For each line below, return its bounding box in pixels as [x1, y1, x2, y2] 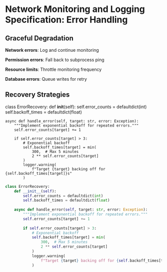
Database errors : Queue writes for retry [5, 76, 87, 82]
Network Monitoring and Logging [5, 3, 145, 15]
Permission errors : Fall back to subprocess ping [5, 57, 104, 63]
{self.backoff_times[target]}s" [5, 171, 72, 176]
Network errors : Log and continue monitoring [5, 47, 99, 53]
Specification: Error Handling [5, 14, 128, 25]
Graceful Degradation [5, 34, 74, 42]
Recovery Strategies [5, 91, 70, 99]
